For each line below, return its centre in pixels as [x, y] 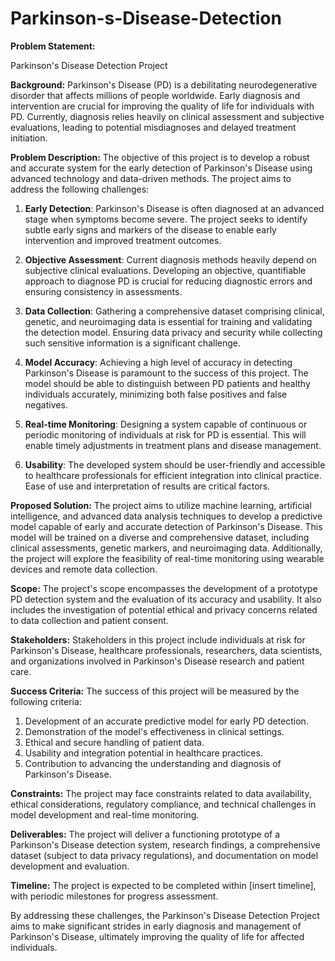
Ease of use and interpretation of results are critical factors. [147, 486]
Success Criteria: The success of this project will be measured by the [155, 691]
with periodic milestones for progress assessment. [114, 896]
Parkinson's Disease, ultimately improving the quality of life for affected [157, 936]
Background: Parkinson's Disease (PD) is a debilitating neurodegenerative [164, 84]
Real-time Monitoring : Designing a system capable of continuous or [166, 424]
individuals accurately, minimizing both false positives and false [156, 394]
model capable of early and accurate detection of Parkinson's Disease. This [166, 526]
